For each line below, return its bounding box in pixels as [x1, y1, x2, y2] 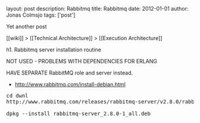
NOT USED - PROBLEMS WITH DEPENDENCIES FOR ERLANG [6, 58, 158, 64]
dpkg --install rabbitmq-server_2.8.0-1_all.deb [6, 110, 151, 117]
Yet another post [6, 23, 47, 30]
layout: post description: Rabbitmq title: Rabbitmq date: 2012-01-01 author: [6, 5, 189, 12]
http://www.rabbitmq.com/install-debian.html [14, 81, 126, 88]
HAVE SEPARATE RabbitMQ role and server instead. [6, 69, 133, 76]
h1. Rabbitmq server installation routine [6, 46, 101, 53]
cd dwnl [6, 93, 29, 99]
